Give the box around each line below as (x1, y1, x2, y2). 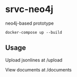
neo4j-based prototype (5, 20, 54, 26)
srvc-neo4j (5, 4, 54, 15)
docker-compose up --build (5, 30, 62, 35)
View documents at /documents (5, 66, 72, 72)
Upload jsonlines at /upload (5, 57, 62, 63)
